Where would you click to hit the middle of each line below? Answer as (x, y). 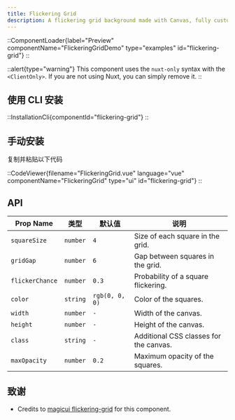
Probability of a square (171, 276)
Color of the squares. (169, 299)
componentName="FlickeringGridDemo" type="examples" (92, 48)
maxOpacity (29, 360)
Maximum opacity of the (174, 356)
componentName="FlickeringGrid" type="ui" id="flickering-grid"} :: (105, 181)
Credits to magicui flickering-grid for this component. (94, 409)
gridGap (23, 260)
